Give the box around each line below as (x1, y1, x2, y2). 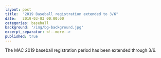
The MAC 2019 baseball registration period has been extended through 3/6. (5, 47, 157, 53)
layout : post (5, 7, 32, 12)
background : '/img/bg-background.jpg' (5, 25, 84, 30)
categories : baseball (5, 20, 49, 26)
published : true (5, 34, 38, 39)
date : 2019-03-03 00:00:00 (5, 16, 64, 21)
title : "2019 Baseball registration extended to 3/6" (5, 12, 119, 16)
